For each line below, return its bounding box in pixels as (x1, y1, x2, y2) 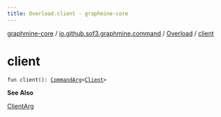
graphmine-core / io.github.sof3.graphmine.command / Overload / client (7, 29, 214, 37)
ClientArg (7, 102, 35, 110)
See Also (7, 88, 33, 97)
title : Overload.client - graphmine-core (7, 10, 129, 17)
